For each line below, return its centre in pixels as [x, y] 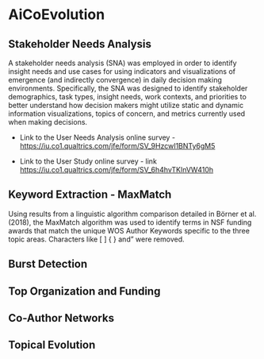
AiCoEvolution [57, 15]
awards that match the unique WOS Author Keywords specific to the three [129, 230]
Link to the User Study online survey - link [88, 161]
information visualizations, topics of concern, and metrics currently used [127, 114]
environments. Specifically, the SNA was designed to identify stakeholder [128, 88]
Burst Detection [48, 264]
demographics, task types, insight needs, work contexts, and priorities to [128, 97]
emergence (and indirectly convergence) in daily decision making [115, 80]
